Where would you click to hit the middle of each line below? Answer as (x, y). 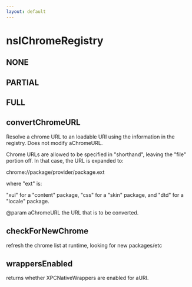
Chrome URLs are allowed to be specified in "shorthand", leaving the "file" (96, 154)
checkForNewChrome (47, 231)
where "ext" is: (24, 183)
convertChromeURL (43, 122)
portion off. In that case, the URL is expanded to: (65, 160)
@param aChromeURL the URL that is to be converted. (72, 212)
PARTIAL (23, 82)
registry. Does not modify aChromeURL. (54, 143)
